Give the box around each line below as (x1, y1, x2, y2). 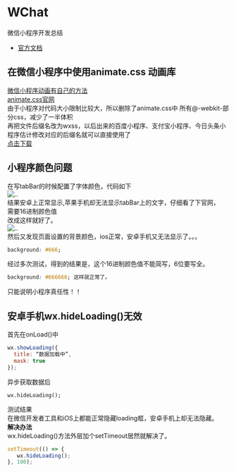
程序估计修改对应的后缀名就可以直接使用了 (7, 130, 131, 138)
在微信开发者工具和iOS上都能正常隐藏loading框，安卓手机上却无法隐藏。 (7, 413, 218, 422)
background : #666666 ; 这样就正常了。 (7, 274, 111, 281)
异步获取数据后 (7, 377, 51, 386)
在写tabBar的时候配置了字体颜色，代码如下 (7, 181, 132, 190)
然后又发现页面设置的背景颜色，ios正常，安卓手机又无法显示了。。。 (7, 232, 201, 241)
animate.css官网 (7, 95, 55, 103)
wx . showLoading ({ (7, 344, 58, 351)
